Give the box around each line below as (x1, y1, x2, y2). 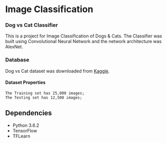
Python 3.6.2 (12, 122, 39, 128)
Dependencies (5, 109, 52, 117)
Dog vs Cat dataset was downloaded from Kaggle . (5, 68, 110, 74)
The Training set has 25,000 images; (5, 90, 85, 96)
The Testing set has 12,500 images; (5, 95, 82, 100)
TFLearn (12, 133, 30, 139)
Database (5, 57, 29, 64)
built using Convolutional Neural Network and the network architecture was (5, 38, 162, 44)
